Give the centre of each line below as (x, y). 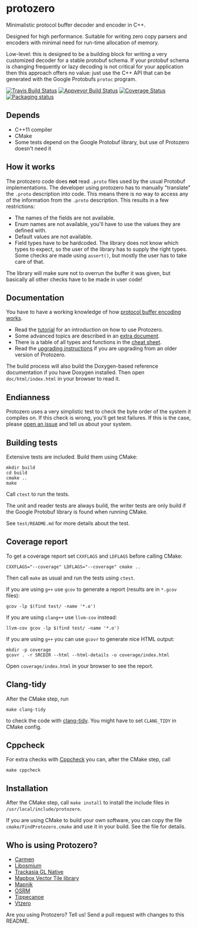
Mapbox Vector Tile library (47, 878)
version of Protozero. (40, 355)
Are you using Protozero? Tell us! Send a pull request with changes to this (95, 915)
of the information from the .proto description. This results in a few (88, 200)
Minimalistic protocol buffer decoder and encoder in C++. (76, 25)
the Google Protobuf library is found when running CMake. (77, 512)
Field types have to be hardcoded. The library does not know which (96, 243)
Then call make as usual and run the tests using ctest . (71, 578)
